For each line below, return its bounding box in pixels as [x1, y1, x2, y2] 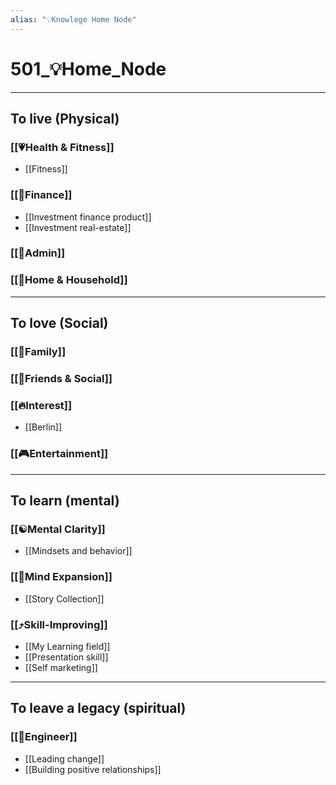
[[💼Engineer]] [10, 730, 78, 744]
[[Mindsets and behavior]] [24, 545, 133, 557]
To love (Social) [10, 315, 109, 332]
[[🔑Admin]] [10, 246, 66, 260]
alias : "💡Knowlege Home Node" [10, 14, 137, 25]
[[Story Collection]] [24, 592, 105, 605]
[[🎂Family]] [10, 345, 67, 359]
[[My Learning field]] [24, 640, 111, 652]
